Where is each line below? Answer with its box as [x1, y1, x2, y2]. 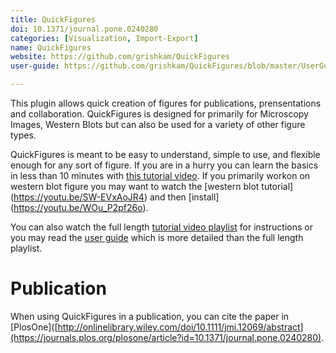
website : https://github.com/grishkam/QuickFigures [10, 52, 230, 62]
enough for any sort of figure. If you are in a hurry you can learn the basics [10, 159, 319, 171]
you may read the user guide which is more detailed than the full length [10, 232, 304, 243]
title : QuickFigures [10, 14, 97, 25]
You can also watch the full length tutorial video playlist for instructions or [10, 221, 313, 233]
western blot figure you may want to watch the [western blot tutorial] [10, 181, 294, 192]
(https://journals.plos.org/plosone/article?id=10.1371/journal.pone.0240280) [10, 331, 322, 343]
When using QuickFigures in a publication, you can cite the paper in [10, 310, 290, 322]
